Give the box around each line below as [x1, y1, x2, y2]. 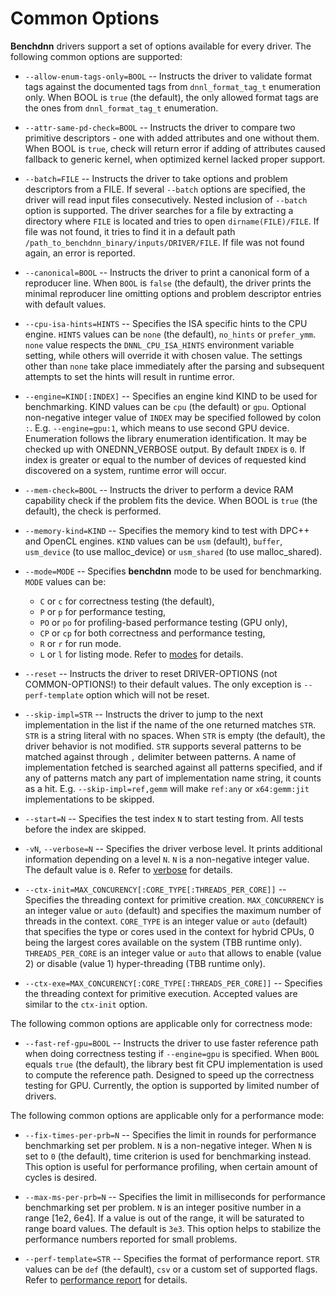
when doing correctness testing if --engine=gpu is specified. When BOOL [24, 1047, 320, 1059]
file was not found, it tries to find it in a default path [24, 225, 236, 237]
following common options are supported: [10, 50, 183, 62]
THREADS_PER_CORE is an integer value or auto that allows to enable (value [24, 947, 322, 959]
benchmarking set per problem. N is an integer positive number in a [24, 1201, 302, 1213]
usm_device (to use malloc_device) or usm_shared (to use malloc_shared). [24, 545, 323, 557]
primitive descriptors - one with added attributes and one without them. [24, 132, 320, 144]
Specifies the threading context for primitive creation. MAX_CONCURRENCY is [24, 893, 325, 906]
